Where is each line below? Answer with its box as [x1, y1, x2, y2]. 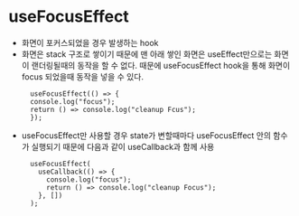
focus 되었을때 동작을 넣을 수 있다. [21, 70, 144, 82]
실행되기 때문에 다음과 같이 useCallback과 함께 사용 [31, 141, 215, 152]
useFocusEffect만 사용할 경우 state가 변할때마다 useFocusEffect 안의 [21, 129, 272, 141]
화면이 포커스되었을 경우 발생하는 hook [21, 37, 159, 48]
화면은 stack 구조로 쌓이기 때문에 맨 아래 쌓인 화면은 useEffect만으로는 [21, 48, 273, 60]
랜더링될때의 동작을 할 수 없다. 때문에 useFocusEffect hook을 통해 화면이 [31, 60, 291, 70]
